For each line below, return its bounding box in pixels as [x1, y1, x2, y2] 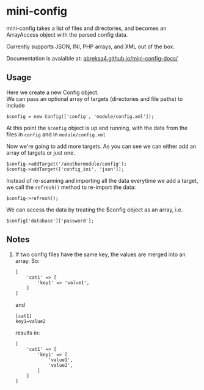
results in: [15, 329, 40, 336]
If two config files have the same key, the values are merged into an [15, 251, 186, 258]
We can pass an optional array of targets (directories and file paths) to [6, 95, 183, 102]
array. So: [15, 257, 40, 264]
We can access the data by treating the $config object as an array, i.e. [6, 206, 183, 213]
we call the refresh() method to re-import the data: [6, 183, 136, 191]
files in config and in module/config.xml [6, 130, 106, 138]
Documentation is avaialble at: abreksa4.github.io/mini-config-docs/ [6, 54, 178, 62]
